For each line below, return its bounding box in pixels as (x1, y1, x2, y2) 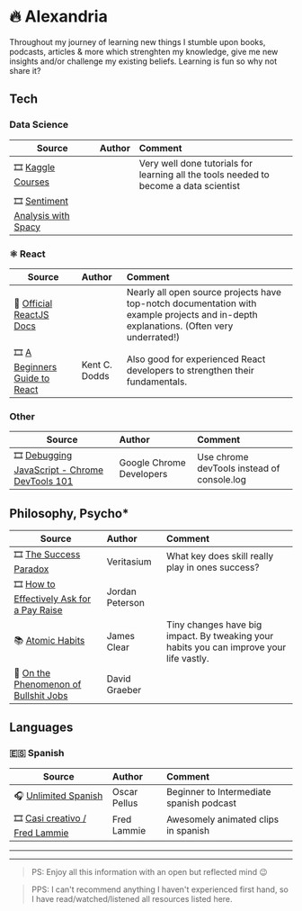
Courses (13, 176, 49, 188)
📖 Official (13, 297, 52, 310)
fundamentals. (126, 375, 187, 388)
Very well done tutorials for (138, 157, 253, 169)
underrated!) (126, 330, 181, 343)
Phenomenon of (13, 678, 82, 690)
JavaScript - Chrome (13, 464, 104, 476)
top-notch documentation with (126, 297, 257, 310)
